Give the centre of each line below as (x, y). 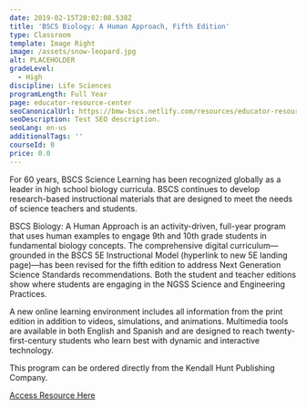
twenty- (280, 331)
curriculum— (255, 245)
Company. (29, 377)
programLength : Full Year (58, 94)
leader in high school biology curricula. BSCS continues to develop (135, 189)
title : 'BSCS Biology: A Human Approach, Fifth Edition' (120, 26)
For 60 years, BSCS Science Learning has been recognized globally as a (145, 179)
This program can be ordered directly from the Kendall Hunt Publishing (142, 368)
